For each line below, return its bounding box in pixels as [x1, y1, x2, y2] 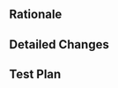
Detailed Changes [9, 37, 110, 52]
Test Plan [9, 67, 62, 82]
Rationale [9, 7, 63, 22]
